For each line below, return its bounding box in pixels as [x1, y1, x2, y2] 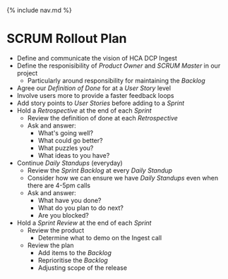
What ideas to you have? [37, 151, 110, 159]
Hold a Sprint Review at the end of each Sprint [16, 218, 152, 227]
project [16, 68, 38, 77]
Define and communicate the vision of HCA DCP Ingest [16, 54, 178, 62]
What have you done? [37, 196, 102, 204]
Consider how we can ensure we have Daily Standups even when [27, 173, 219, 182]
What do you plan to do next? [37, 204, 124, 212]
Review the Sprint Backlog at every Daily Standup [27, 166, 173, 175]
